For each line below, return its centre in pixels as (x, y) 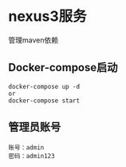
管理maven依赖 (33, 40)
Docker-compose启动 (63, 68)
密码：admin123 (31, 156)
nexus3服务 (47, 16)
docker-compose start (44, 101)
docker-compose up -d (44, 86)
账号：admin (26, 147)
